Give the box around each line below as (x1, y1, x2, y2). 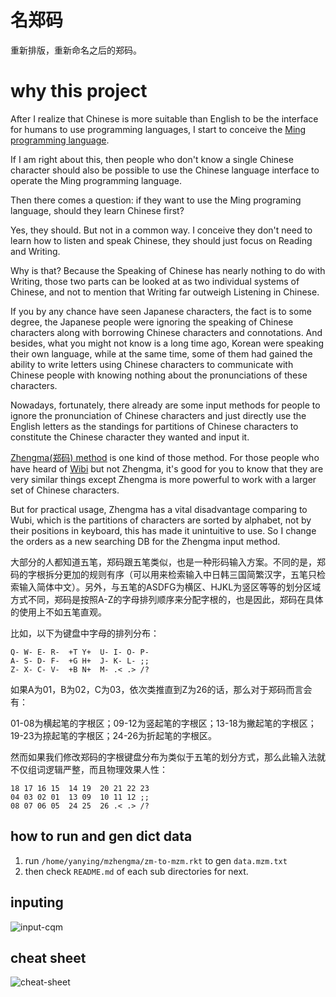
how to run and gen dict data (10, 828, 193, 845)
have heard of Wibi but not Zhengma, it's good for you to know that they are (10, 462, 324, 475)
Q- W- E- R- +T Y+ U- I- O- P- (10, 647, 150, 657)
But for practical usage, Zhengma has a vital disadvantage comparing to (10, 503, 308, 515)
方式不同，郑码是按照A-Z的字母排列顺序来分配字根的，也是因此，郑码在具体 (10, 593, 324, 605)
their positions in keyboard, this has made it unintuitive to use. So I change (10, 524, 317, 536)
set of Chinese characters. (10, 484, 120, 496)
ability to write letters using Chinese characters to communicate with (10, 358, 294, 370)
